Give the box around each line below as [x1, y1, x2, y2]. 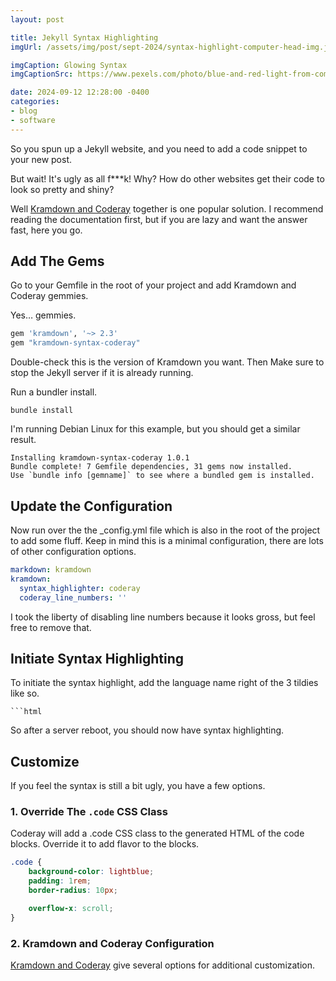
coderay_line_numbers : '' [19, 592, 128, 603]
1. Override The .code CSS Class [10, 805, 168, 819]
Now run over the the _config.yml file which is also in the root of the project [10, 524, 321, 536]
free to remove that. [10, 621, 92, 633]
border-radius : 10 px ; [28, 886, 118, 896]
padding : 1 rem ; [28, 876, 92, 886]
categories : [10, 97, 60, 107]
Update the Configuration [10, 497, 173, 515]
